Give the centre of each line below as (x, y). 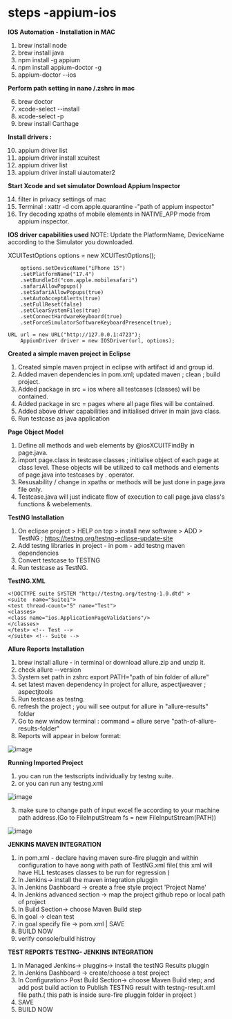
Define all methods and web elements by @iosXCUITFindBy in (106, 445)
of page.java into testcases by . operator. (76, 475)
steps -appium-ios (62, 13)
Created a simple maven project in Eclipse (69, 354)
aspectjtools (35, 691)
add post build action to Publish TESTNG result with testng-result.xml (117, 987)
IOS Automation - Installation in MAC (62, 32)
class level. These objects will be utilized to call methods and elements (118, 467)
